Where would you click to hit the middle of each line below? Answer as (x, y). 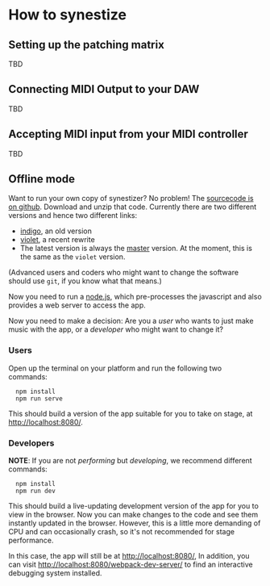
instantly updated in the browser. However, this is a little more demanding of (135, 523)
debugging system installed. (55, 573)
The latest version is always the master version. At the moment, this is (136, 249)
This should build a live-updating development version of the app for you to (134, 506)
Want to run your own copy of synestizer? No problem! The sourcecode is (131, 199)
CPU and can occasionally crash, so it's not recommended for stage (122, 532)
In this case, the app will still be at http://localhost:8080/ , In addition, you (129, 556)
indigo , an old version (56, 231)
